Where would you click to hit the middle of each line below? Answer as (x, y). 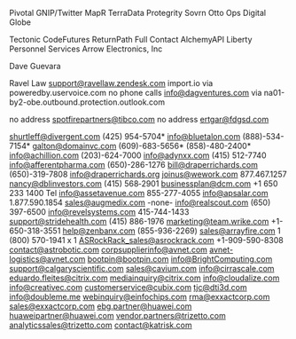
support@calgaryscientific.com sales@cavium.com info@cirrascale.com (142, 268)
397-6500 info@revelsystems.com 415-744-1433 (99, 212)
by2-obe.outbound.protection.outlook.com (87, 102)
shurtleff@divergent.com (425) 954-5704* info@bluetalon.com (125, 136)
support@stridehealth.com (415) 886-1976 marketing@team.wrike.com (139, 221)
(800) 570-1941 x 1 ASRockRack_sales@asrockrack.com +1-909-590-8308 (146, 240)
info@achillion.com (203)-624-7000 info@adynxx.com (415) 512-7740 (138, 155)
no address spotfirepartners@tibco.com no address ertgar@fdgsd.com (139, 119)
